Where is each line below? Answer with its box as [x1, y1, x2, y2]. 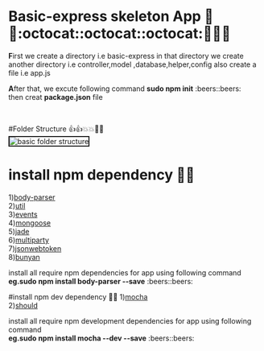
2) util [8, 200, 26, 210]
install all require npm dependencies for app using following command [8, 267, 241, 277]
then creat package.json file [8, 92, 103, 101]
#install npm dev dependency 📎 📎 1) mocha [8, 291, 148, 301]
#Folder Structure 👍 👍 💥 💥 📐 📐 [8, 124, 105, 134]
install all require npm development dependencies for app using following [8, 316, 252, 325]
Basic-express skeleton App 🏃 [8, 7, 214, 26]
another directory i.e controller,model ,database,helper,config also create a [8, 60, 257, 69]
